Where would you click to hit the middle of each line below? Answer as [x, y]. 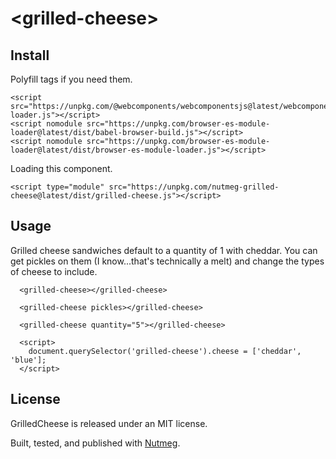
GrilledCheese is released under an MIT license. [109, 423]
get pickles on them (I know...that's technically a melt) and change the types [167, 261]
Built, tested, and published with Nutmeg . [95, 443]
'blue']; [28, 360]
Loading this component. [61, 168]
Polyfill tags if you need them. [71, 79]
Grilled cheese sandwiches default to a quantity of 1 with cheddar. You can [164, 250]
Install [30, 55]
